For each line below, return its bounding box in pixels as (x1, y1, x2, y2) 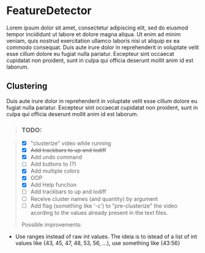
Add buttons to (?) (30, 160, 76, 168)
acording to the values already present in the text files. (30, 209, 168, 216)
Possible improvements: (21, 220, 82, 228)
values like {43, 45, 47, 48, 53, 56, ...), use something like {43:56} (15, 239, 181, 246)
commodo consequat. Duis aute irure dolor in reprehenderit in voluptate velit (6, 44, 199, 51)
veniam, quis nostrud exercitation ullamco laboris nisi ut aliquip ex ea (6, 37, 180, 44)
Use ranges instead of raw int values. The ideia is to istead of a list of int (15, 233, 198, 240)
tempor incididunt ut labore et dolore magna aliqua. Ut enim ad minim (6, 30, 181, 37)
